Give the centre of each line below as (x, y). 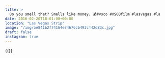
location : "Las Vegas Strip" (35, 23)
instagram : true (22, 37)
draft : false (18, 32)
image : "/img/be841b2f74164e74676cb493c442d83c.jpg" (60, 28)
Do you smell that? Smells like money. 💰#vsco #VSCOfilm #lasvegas (81, 14)
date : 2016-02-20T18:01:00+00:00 (39, 19)
